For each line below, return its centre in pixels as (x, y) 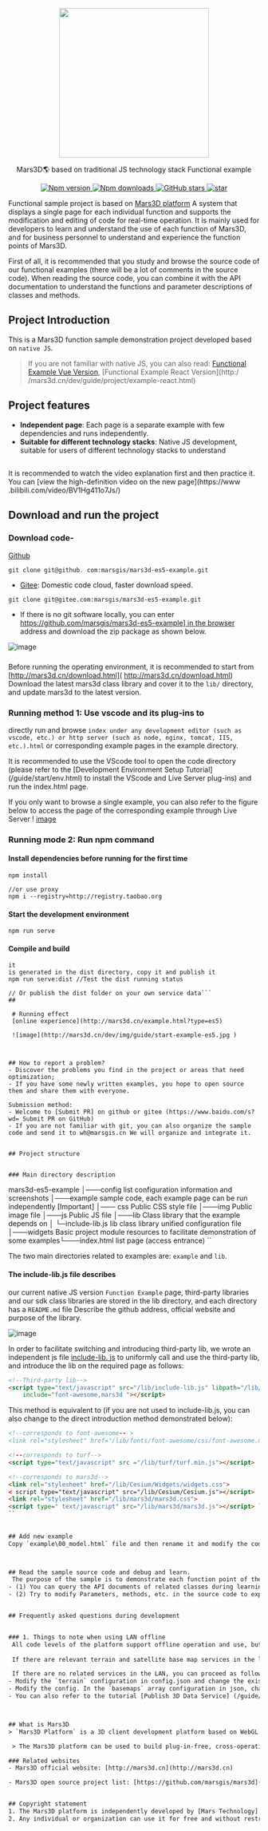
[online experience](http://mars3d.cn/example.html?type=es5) (117, 1022)
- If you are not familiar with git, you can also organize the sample (130, 1126)
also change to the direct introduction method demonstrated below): (120, 1419)
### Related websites (44, 1761)
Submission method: (41, 1105)
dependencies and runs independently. (84, 433)
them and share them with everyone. (69, 1091)
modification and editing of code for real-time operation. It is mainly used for (134, 220)
